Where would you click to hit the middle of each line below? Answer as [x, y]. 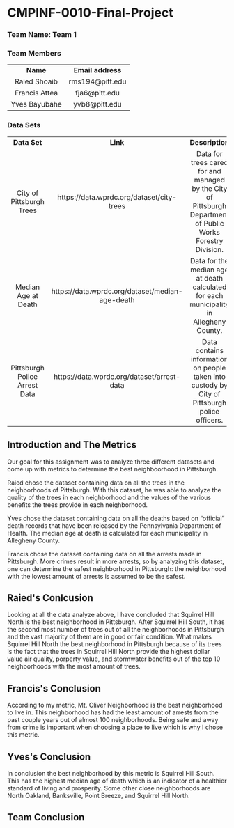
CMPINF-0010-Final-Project [90, 13]
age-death [117, 299]
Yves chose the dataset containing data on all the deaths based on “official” [116, 518]
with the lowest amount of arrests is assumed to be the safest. [96, 576]
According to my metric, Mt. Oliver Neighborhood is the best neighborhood [115, 705]
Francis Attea [36, 93]
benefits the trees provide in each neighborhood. [78, 505]
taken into [210, 376]
